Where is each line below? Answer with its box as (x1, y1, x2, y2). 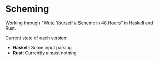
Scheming (5, 3, 49, 15)
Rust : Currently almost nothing (12, 50, 77, 56)
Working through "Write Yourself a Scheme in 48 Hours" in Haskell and (5, 20, 153, 26)
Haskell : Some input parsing (12, 44, 72, 50)
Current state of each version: (5, 35, 68, 41)
